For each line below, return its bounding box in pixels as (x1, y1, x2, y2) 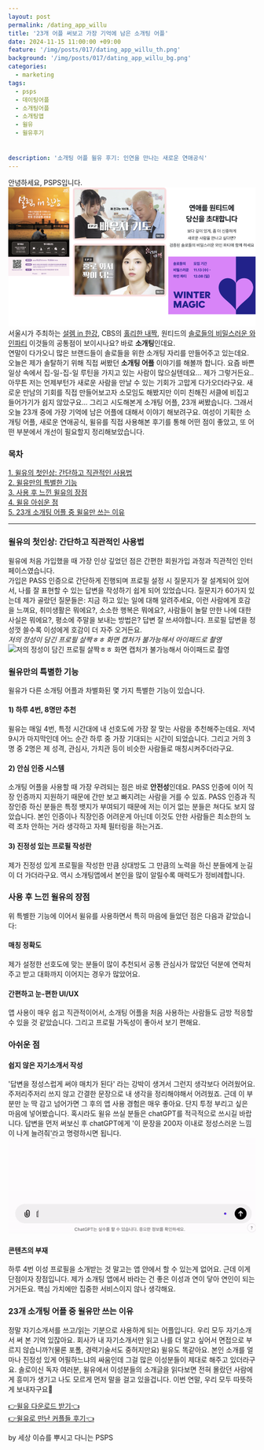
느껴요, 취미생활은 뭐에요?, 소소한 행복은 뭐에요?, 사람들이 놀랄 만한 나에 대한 (16, 605, 251, 615)
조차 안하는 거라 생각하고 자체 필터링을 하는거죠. (16, 822, 163, 831)
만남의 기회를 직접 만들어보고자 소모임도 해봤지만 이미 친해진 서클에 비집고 (22, 388, 250, 397)
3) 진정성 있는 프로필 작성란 (8, 841, 92, 850)
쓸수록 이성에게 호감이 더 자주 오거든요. (22, 625, 143, 634)
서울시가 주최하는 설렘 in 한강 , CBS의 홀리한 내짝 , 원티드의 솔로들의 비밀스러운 (8, 329, 247, 338)
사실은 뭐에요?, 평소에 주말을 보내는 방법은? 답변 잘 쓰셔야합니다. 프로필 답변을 (8, 615, 247, 624)
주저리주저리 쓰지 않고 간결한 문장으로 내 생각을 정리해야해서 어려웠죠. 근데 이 (8, 1089, 245, 1099)
